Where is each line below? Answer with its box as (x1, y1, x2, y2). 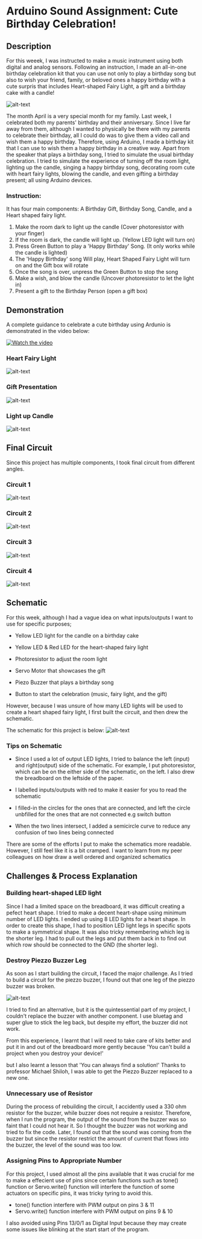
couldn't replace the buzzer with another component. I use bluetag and (6, 1012, 183, 1020)
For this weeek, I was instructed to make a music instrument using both (6, 57, 183, 64)
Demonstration (6, 305, 65, 315)
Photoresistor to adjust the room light (14, 655, 107, 662)
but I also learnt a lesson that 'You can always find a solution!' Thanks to (6, 1062, 186, 1069)
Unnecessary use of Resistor (6, 1089, 93, 1098)
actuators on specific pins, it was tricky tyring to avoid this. (6, 1190, 153, 1197)
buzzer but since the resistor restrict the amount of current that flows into (6, 1135, 189, 1142)
